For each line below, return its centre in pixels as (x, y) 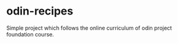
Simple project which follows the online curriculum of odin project (89, 28)
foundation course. (30, 34)
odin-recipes (40, 11)
